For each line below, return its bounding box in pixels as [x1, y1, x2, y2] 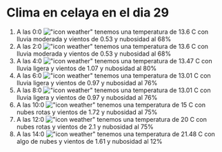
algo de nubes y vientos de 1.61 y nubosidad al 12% [16, 137, 163, 145]
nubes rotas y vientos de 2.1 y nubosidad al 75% [16, 122, 154, 131]
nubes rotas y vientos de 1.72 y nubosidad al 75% [16, 108, 158, 116]
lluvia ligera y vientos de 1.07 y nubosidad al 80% [16, 64, 157, 72]
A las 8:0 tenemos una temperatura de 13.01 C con [16, 86, 211, 94]
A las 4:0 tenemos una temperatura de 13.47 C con [16, 56, 212, 65]
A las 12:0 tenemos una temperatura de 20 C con [16, 115, 208, 123]
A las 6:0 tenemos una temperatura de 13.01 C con [16, 71, 211, 80]
